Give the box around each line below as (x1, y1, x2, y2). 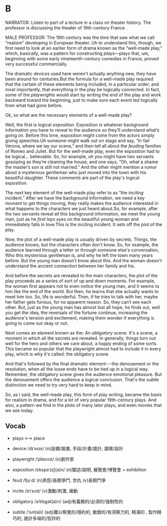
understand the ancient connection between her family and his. (5, 263, 136, 269)
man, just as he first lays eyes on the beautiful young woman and (5, 216, 139, 222)
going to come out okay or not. (5, 320, 69, 326)
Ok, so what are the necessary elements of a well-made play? (5, 112, 132, 118)
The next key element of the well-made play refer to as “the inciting (5, 189, 144, 195)
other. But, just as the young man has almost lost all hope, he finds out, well (5, 304, 161, 310)
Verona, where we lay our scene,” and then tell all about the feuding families (5, 143, 162, 149)
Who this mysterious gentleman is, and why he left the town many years (5, 252, 153, 258)
